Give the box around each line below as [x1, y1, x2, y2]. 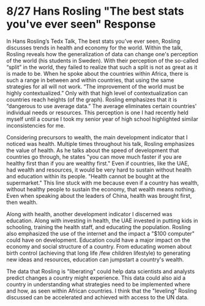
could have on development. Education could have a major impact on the [6, 236, 190, 244]
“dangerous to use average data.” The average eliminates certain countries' [6, 102, 197, 109]
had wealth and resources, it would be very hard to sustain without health [6, 166, 192, 173]
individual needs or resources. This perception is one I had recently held [6, 109, 188, 116]
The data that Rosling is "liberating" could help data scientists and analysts [6, 268, 195, 275]
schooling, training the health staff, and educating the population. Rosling [6, 223, 191, 230]
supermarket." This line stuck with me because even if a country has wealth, [6, 179, 199, 186]
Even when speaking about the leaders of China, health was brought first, [6, 192, 192, 199]
